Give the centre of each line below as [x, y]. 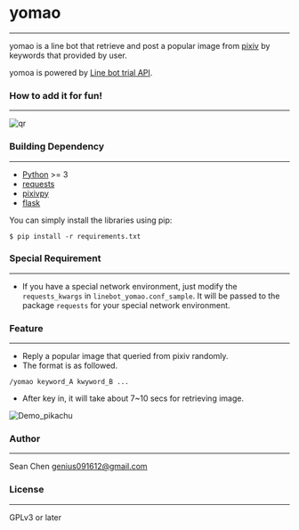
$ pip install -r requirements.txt [75, 236]
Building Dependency [57, 147]
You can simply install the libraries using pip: [91, 220]
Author [25, 439]
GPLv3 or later [36, 517]
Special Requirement [55, 258]
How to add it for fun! [56, 95]
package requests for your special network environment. [126, 305]
